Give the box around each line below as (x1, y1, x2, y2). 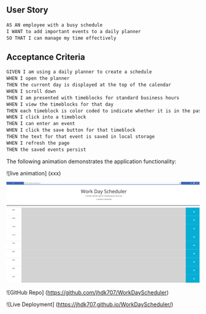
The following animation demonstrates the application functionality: (6, 158, 177, 165)
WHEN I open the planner (6, 75, 70, 82)
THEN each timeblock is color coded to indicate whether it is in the (6, 107, 191, 114)
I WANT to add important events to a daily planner (6, 28, 141, 34)
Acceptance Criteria (6, 52, 85, 62)
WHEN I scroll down (6, 88, 56, 94)
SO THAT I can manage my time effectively (6, 35, 116, 41)
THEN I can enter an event (6, 121, 75, 127)
